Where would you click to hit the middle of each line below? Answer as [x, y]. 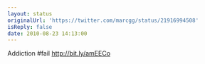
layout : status [30, 14]
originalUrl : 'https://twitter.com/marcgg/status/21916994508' [103, 20]
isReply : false [30, 27]
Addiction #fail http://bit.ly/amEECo [59, 53]
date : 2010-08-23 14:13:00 [47, 33]
